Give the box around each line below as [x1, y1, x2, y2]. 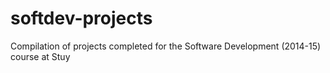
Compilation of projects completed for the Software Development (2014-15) [10, 40, 322, 52]
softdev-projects [10, 7, 153, 30]
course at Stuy [10, 50, 71, 62]
